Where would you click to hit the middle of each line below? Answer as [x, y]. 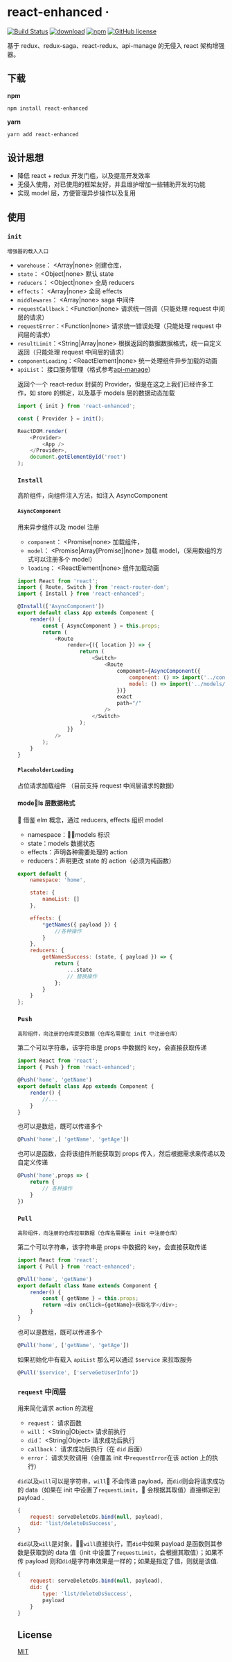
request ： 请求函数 [54, 1423]
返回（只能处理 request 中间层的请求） [72, 352]
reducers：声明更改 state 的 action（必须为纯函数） [101, 861]
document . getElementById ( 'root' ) [78, 457]
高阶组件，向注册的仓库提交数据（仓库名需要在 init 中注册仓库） [99, 1034]
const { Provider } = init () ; [61, 418]
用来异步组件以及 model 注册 [58, 527]
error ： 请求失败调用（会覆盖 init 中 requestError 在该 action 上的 [120, 1458]
